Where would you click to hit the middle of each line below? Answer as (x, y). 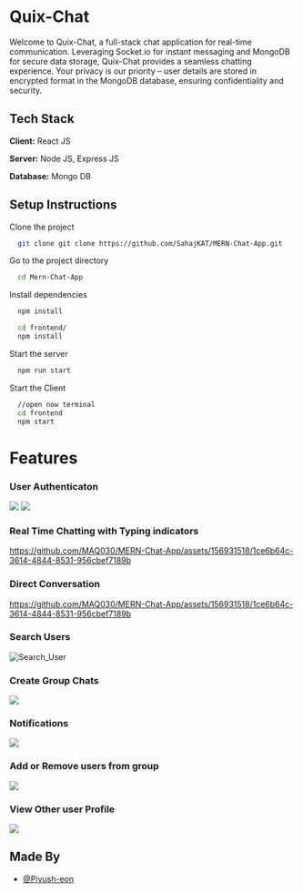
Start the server (39, 353)
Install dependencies (49, 295)
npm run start (44, 370)
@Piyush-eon (48, 878)
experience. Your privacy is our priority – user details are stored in (133, 71)
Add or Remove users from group (84, 766)
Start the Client (38, 388)
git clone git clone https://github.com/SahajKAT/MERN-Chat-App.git (150, 243)
